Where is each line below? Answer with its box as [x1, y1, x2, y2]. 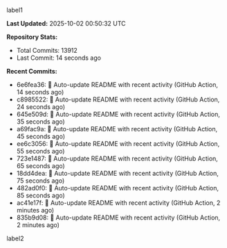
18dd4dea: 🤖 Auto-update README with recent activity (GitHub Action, [16, 170, 219, 177]
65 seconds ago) [16, 162, 65, 170]
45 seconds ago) [16, 132, 65, 140]
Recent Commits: [6, 67, 57, 75]
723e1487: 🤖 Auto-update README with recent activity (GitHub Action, [16, 154, 219, 163]
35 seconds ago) [16, 117, 65, 126]
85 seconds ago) [16, 191, 65, 199]
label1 [6, 6, 24, 14]
